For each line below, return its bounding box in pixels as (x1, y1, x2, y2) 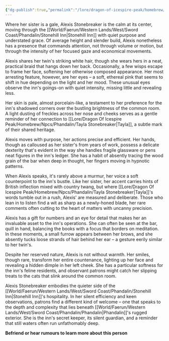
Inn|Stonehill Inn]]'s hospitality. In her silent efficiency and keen (5, 293, 137, 299)
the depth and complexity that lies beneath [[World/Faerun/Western (5, 304, 146, 310)
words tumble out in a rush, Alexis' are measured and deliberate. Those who (5, 194, 163, 200)
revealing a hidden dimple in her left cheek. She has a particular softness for (5, 262, 163, 268)
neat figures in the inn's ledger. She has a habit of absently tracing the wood (5, 152, 163, 158)
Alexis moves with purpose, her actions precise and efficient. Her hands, (5, 136, 156, 142)
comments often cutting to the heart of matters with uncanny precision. (5, 205, 153, 211)
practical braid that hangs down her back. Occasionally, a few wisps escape (5, 63, 163, 69)
